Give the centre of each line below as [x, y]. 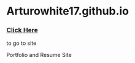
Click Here [22, 30]
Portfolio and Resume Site [39, 55]
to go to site [21, 43]
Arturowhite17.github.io [68, 11]
